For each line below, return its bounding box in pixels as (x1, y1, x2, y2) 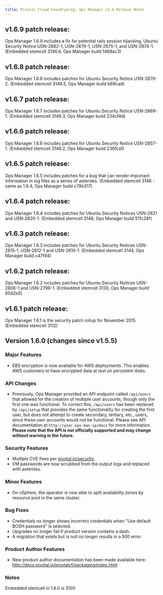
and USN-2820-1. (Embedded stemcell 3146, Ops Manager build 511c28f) (5, 215, 152, 221)
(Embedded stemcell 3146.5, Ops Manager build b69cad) (10, 81, 125, 87)
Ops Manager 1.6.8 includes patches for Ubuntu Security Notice (5, 76, 133, 82)
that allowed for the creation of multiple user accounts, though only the (12, 396, 155, 402)
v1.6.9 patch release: (5, 25, 70, 34)
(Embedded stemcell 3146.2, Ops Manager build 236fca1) (9, 145, 125, 151)
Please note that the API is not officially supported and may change (12, 427, 151, 433)
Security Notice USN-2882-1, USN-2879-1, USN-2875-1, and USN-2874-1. (5, 43, 154, 49)
